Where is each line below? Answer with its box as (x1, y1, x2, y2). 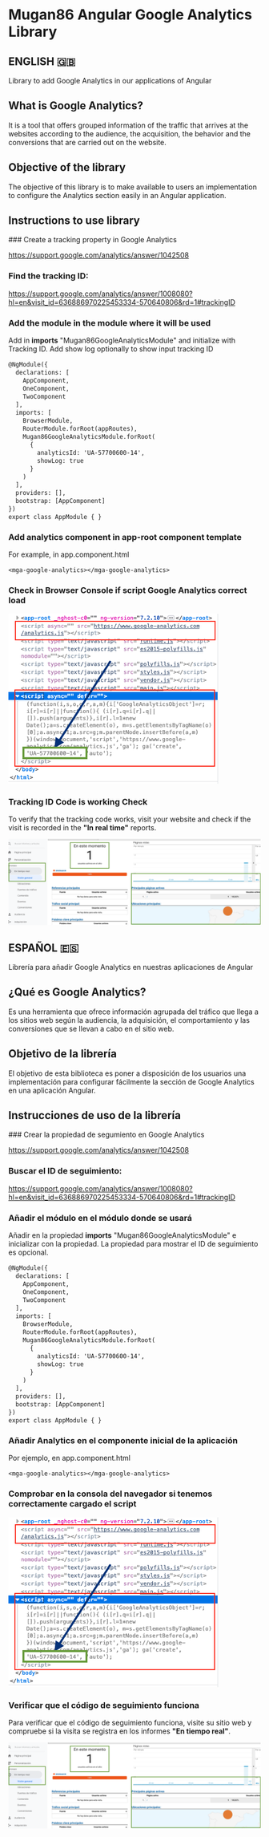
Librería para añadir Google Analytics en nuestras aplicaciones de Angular (8, 963, 254, 971)
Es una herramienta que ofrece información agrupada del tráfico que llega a (8, 1007, 259, 1016)
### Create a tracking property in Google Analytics (8, 235, 178, 245)
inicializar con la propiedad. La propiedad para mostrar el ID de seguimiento (8, 1239, 259, 1249)
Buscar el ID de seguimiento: (8, 1166, 122, 1177)
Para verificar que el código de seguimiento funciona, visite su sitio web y (8, 1717, 252, 1727)
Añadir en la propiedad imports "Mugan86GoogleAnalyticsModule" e (8, 1231, 237, 1240)
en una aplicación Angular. (8, 1085, 96, 1095)
